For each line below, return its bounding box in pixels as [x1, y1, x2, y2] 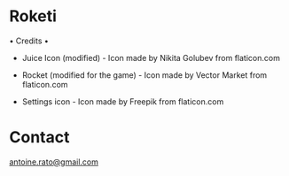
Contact [9, 127, 70, 148]
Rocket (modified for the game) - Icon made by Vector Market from [21, 69, 268, 80]
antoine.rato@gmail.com [9, 157, 99, 167]
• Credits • [9, 35, 49, 46]
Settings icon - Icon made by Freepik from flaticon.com [21, 96, 224, 107]
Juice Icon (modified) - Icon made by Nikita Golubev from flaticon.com [21, 52, 281, 63]
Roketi [9, 6, 58, 27]
